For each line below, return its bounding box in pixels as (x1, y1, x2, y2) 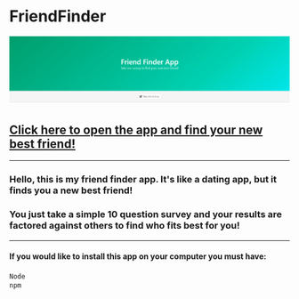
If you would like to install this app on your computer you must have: (9, 251, 267, 262)
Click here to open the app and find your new (9, 122, 263, 137)
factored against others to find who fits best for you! (9, 220, 240, 232)
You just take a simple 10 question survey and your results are (9, 208, 282, 221)
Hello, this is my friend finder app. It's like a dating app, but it (9, 174, 278, 186)
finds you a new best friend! (9, 184, 133, 197)
